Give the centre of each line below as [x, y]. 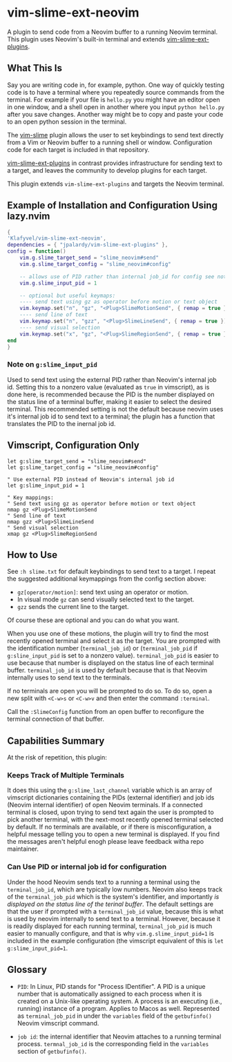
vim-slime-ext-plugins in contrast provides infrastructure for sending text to [115, 163]
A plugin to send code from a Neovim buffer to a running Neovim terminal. [113, 32]
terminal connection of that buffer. [56, 719]
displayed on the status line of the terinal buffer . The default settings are [110, 904]
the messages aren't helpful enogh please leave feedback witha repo [106, 842]
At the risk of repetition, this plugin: [57, 757]
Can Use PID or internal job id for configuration [87, 867]
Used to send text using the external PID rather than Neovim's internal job [112, 379]
